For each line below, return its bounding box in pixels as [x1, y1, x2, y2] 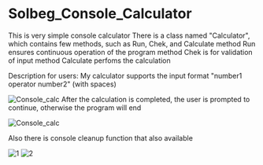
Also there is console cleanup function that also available [8, 133, 193, 142]
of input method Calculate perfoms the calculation [8, 56, 171, 65]
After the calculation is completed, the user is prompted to [61, 94, 250, 104]
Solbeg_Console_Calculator [8, 5, 192, 23]
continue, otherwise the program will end [8, 103, 142, 112]
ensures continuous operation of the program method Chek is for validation [8, 47, 254, 57]
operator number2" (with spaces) [8, 79, 117, 89]
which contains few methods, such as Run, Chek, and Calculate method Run [8, 38, 256, 48]
